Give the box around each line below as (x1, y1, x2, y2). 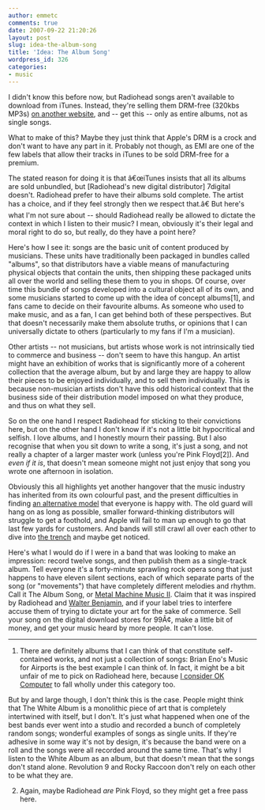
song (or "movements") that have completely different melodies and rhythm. (8, 581, 256, 590)
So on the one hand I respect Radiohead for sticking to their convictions (8, 416, 241, 426)
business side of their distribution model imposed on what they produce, (8, 392, 244, 402)
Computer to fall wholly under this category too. (19, 679, 176, 689)
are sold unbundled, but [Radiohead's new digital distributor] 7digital (8, 181, 231, 191)
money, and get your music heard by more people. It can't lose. (8, 623, 215, 633)
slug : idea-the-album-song (8, 41, 97, 49)
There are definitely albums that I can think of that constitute (19, 645, 217, 655)
